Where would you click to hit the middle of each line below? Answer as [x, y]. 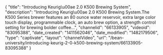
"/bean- [116, 38]
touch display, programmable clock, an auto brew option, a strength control [81, 22]
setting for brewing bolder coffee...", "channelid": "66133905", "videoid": [78, 27]
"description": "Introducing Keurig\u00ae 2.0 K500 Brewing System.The [77, 12]
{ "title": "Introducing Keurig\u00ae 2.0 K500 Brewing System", [68, 7]
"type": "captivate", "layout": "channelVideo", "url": [56, 38]
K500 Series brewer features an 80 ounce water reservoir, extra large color [80, 17]
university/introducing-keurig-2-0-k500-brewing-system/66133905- [74, 43]
